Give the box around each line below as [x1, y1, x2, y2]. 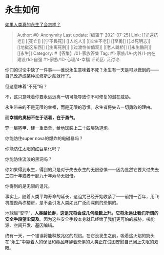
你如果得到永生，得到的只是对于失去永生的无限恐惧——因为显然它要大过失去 [5, 166, 159, 172]
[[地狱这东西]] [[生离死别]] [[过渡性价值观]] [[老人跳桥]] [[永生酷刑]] [17, 44, 152, 50]
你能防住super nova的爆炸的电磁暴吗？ [5, 135, 83, 141]
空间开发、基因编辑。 [13, 222, 57, 228]
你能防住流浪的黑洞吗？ [5, 156, 52, 162]
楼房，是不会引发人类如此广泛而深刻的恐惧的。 [26, 199, 121, 206]
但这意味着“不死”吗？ [5, 83, 48, 89]
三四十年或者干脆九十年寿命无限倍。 [5, 172, 78, 179]
